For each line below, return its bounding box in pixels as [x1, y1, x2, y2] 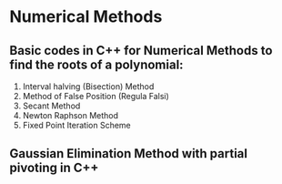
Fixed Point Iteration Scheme [22, 120, 132, 130]
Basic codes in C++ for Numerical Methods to [9, 43, 273, 58]
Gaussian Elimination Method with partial [9, 146, 248, 161]
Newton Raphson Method [22, 110, 119, 120]
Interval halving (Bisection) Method [22, 81, 155, 92]
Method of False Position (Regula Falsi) [22, 91, 170, 101]
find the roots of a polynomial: [9, 56, 184, 72]
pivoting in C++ [9, 160, 99, 176]
